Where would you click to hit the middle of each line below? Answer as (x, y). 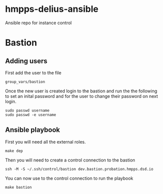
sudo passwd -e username (31, 115)
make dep (14, 151)
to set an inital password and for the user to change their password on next (81, 96)
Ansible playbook (33, 130)
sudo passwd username (27, 110)
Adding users (26, 61)
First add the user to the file (33, 73)
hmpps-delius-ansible (52, 9)
